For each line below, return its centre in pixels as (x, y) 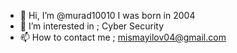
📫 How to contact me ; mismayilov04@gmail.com (123, 37)
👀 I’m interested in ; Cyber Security (92, 26)
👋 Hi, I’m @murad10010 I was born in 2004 (107, 15)
